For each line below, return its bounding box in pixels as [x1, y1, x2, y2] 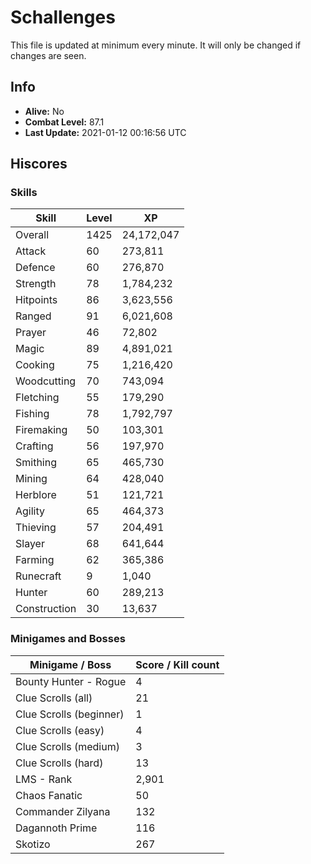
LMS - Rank [15, 772, 73, 786]
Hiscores [10, 156, 68, 173]
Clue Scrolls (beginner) [15, 707, 125, 721]
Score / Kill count [135, 657, 220, 671]
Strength [15, 277, 57, 291]
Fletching [15, 391, 60, 405]
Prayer [15, 326, 47, 340]
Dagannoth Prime [15, 821, 98, 835]
